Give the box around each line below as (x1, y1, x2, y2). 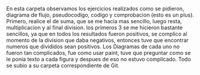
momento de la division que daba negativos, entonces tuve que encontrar (6, 37, 189, 43)
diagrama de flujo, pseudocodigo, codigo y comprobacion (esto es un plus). (6, 11, 194, 18)
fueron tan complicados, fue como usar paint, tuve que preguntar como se (6, 49, 191, 56)
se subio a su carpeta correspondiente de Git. (6, 62, 120, 69)
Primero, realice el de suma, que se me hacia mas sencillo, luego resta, (6, 18, 182, 24)
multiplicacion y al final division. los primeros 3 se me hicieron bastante (6, 24, 183, 31)
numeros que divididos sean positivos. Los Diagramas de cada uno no (6, 43, 180, 50)
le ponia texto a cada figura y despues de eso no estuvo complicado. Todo (6, 56, 191, 62)
